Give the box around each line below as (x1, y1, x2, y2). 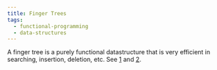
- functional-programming (13, 23, 89, 30)
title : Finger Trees (7, 10, 67, 17)
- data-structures (13, 29, 67, 36)
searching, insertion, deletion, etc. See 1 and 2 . (7, 56, 141, 64)
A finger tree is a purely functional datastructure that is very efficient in (7, 48, 211, 56)
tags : (7, 16, 23, 23)
